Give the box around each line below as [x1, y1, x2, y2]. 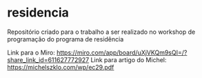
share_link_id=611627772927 [7, 55, 90, 64]
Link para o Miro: [7, 48, 55, 57]
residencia [7, 5, 69, 21]
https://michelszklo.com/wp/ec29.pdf [7, 63, 114, 71]
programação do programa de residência [7, 35, 124, 43]
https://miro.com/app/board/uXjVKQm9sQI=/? [56, 48, 188, 57]
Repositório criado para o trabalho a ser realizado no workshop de [7, 28, 196, 36]
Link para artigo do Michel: [90, 55, 167, 64]
